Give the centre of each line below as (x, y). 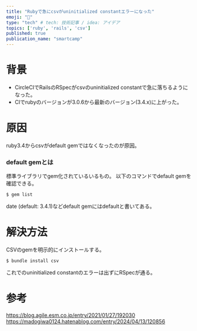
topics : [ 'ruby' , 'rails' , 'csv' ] (49, 28)
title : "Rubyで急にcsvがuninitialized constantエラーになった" (80, 11)
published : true (26, 34)
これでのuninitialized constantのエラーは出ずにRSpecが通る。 (81, 273)
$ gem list (19, 195)
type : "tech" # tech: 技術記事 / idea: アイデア (63, 22)
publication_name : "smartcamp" (44, 39)
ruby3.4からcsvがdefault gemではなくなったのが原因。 (73, 145)
